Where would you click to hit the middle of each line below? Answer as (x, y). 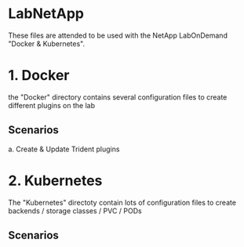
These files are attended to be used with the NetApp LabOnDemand (118, 35)
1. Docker (39, 76)
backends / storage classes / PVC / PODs (75, 211)
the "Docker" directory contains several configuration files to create (118, 97)
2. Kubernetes (55, 180)
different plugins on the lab (52, 105)
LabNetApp (46, 14)
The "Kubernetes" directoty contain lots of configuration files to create (122, 202)
